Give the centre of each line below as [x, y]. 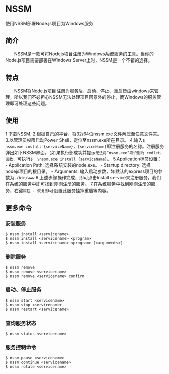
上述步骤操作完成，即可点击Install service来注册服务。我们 [100, 178]
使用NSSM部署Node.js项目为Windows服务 [49, 23]
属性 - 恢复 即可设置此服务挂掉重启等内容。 [67, 191]
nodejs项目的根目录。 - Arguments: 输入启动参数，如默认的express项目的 [82, 171]
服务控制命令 [21, 347]
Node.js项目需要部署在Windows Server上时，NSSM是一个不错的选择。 [79, 60]
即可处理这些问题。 [29, 103]
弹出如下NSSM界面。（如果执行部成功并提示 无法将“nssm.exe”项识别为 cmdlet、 [84, 153]
